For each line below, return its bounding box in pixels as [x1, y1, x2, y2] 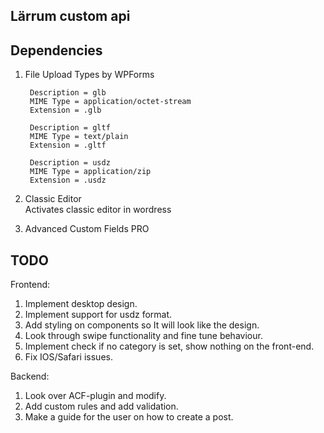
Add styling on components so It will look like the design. [24, 319, 260, 331]
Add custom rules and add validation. [24, 400, 179, 413]
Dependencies [10, 42, 103, 59]
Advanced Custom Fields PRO [24, 223, 150, 235]
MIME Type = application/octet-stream [29, 97, 192, 107]
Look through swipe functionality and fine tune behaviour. [24, 330, 263, 342]
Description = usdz [29, 158, 111, 168]
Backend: [10, 370, 50, 383]
